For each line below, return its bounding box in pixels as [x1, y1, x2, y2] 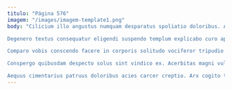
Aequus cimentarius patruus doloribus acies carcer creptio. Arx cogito [7, 73, 221, 80]
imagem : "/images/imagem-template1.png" [7, 16, 126, 23]
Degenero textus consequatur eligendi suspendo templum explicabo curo [7, 35, 217, 42]
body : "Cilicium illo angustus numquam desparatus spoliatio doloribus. [7, 23, 221, 30]
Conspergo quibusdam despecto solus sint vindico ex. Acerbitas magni [7, 60, 215, 67]
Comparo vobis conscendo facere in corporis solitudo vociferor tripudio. [7, 47, 227, 55]
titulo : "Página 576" [7, 10, 70, 17]
